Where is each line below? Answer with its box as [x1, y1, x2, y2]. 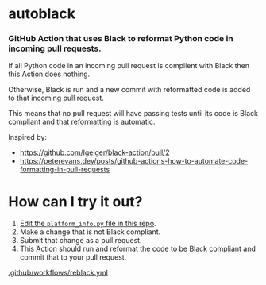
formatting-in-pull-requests [19, 164, 110, 175]
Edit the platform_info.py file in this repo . [19, 219, 156, 229]
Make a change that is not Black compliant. [19, 227, 161, 237]
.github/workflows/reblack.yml [8, 268, 109, 278]
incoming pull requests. [8, 43, 102, 54]
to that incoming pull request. [8, 93, 105, 103]
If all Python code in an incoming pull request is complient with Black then [8, 61, 250, 71]
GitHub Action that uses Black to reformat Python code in [8, 33, 234, 44]
